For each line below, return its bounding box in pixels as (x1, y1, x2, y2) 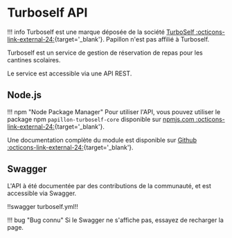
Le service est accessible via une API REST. (7, 69, 132, 77)
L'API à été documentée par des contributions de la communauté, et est (7, 181, 211, 190)
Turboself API (7, 5, 88, 21)
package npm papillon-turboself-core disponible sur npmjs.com (7, 115, 195, 123)
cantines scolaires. (7, 55, 61, 64)
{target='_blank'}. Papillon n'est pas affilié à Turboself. (54, 35, 210, 43)
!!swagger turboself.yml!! (7, 202, 78, 210)
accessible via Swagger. (7, 189, 77, 197)
